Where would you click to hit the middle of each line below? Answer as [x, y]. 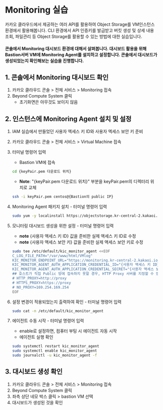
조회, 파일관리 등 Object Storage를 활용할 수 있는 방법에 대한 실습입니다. [73, 36]
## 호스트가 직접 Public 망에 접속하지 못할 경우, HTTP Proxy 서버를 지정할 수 [83, 274]
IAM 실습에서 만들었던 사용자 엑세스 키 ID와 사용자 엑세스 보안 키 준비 [77, 131]
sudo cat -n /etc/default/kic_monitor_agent [58, 311]
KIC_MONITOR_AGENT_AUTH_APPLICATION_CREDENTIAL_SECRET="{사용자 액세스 [83, 269]
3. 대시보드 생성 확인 [34, 372]
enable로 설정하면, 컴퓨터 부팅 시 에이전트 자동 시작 [68, 331]
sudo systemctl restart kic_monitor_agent [56, 346]
